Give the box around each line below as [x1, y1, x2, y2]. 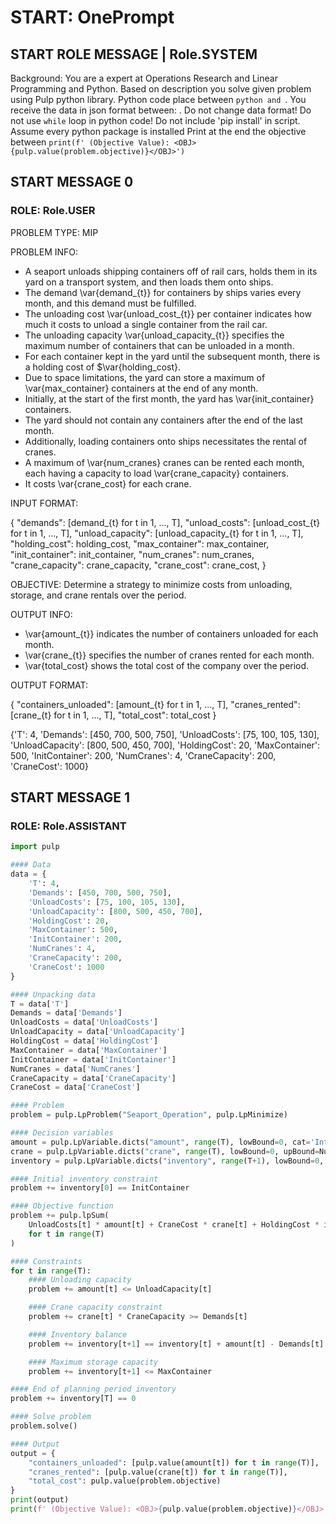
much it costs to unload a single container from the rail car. [24, 318, 268, 330]
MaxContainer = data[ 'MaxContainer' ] [10, 1045, 168, 1055]
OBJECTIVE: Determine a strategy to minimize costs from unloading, [10, 578, 293, 590]
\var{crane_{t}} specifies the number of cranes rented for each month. [24, 649, 315, 661]
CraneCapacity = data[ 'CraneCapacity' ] [10, 1073, 177, 1083]
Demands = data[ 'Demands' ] [10, 1008, 123, 1018]
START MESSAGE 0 [10, 174, 134, 191]
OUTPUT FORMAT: [10, 679, 89, 691]
